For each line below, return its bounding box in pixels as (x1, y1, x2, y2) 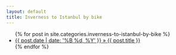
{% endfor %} (14, 43, 49, 50)
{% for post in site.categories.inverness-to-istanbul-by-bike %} (14, 30, 171, 37)
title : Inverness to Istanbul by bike (6, 14, 102, 20)
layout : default (6, 8, 46, 15)
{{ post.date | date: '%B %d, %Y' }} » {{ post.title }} (14, 37, 141, 44)
